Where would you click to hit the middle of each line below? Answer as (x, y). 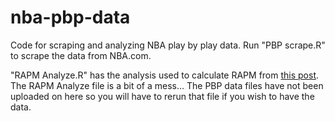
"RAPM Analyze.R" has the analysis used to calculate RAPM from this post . (165, 75)
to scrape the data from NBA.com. (81, 55)
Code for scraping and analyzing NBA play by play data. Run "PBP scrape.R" (168, 45)
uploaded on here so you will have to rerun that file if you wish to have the (162, 96)
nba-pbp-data (70, 17)
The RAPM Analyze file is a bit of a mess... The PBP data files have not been (167, 85)
